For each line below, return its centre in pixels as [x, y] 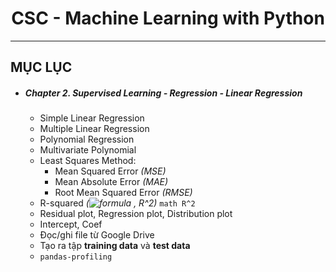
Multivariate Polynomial [88, 150]
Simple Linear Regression [92, 118]
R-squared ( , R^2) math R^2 [117, 203]
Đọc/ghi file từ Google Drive [97, 235]
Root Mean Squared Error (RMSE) [123, 193]
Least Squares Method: [88, 161]
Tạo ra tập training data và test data [115, 246]
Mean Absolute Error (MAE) [111, 182]
